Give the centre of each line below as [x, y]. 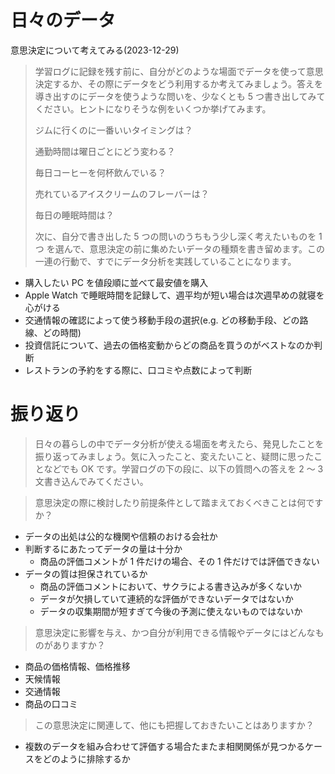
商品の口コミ [51, 703]
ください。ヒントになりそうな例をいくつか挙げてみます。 [153, 108]
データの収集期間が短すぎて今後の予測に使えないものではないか [171, 611]
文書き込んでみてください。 [91, 481]
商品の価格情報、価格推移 [77, 666]
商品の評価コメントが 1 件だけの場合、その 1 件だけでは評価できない [179, 561]
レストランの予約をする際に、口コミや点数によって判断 [138, 370]
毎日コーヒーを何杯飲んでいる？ [100, 172]
